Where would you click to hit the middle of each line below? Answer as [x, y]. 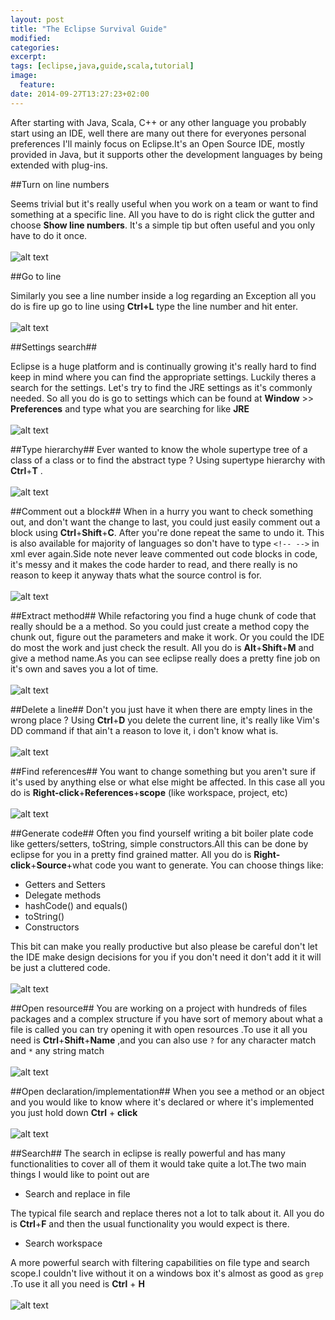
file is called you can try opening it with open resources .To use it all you [159, 1029]
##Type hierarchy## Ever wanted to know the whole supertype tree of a [159, 449]
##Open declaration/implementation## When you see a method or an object [167, 1091]
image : [24, 76]
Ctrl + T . [26, 470]
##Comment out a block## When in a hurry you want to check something [162, 511]
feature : [37, 85]
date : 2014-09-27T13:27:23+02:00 [80, 94]
